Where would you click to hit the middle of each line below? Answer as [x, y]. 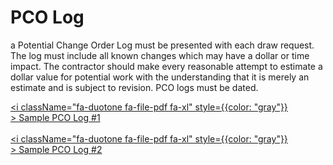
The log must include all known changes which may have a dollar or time [160, 55]
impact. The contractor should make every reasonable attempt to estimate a [166, 66]
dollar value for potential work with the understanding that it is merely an [160, 77]
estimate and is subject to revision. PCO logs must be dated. [134, 87]
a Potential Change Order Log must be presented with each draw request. [162, 45]
